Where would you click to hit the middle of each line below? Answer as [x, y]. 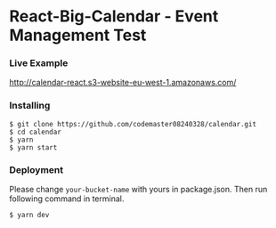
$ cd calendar [36, 132]
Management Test [78, 35]
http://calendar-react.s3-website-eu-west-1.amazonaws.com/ [123, 83]
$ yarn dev [29, 216]
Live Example [39, 63]
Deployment [37, 169]
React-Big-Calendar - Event [114, 16]
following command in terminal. [67, 199]
